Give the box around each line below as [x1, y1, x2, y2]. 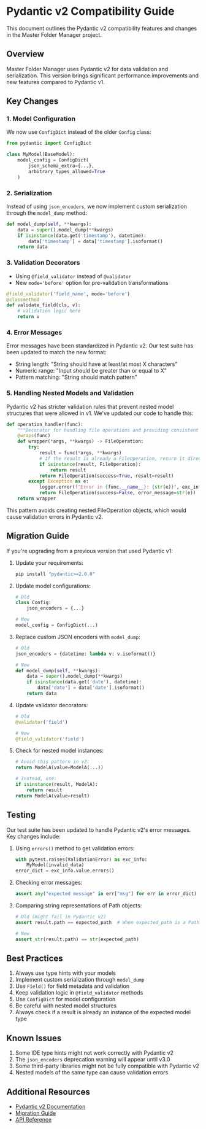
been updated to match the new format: [6, 349, 107, 356]
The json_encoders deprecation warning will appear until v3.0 [15, 1056, 170, 1063]
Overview [6, 49, 45, 60]
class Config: [15, 600, 51, 606]
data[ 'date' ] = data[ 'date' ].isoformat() [37, 685, 145, 691]
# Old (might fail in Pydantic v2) [15, 914, 107, 920]
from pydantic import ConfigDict [6, 140, 92, 147]
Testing [6, 810, 36, 820]
